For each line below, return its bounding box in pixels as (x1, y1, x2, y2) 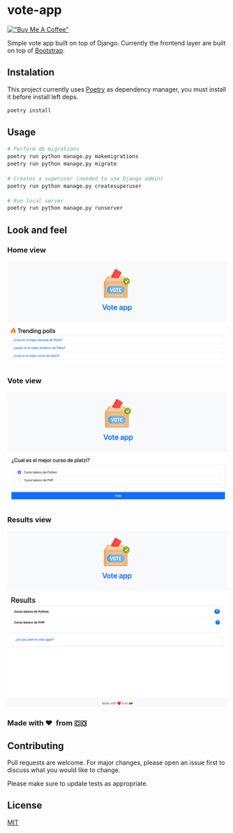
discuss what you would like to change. (7, 766, 121, 774)
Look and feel (7, 224, 68, 236)
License (7, 799, 43, 811)
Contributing (7, 740, 64, 752)
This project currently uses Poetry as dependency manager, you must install (7, 85, 227, 93)
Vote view (7, 376, 42, 385)
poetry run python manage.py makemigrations (7, 153, 139, 160)
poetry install (7, 107, 52, 114)
